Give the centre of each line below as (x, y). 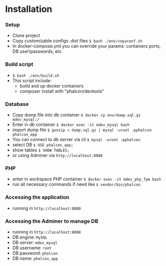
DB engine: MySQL (30, 237)
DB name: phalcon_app (35, 258)
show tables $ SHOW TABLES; (41, 150)
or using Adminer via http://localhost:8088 (57, 155)
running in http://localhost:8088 (47, 232)
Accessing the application (37, 197)
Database (17, 104)
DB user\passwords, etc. (37, 51)
